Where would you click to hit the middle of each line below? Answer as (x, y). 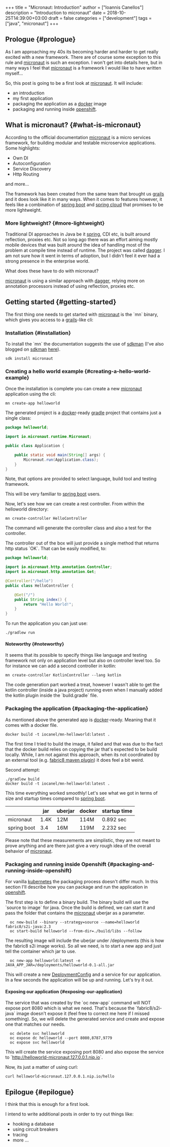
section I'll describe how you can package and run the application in (77, 887)
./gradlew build (22, 779)
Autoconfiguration (31, 163)
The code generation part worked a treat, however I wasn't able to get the (82, 685)
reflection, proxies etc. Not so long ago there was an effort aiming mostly (82, 239)
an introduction (28, 93)
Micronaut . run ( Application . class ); (61, 460)
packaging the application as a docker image (59, 104)
